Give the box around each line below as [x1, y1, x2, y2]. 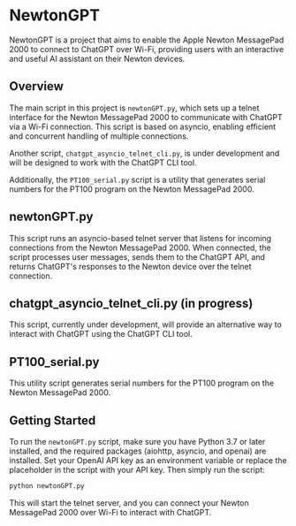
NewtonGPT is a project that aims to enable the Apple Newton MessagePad [9, 34, 285, 45]
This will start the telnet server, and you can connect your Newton [9, 497, 249, 508]
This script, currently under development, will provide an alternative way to [9, 319, 283, 330]
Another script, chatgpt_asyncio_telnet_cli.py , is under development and [9, 148, 280, 158]
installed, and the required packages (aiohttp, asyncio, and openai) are [9, 446, 267, 456]
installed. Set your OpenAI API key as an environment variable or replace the [9, 455, 287, 465]
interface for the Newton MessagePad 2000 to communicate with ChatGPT [9, 111, 283, 122]
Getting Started [9, 413, 96, 428]
